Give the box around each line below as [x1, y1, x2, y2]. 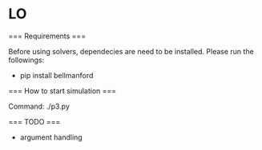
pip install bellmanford [19, 70, 94, 80]
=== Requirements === [8, 31, 87, 41]
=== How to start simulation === [8, 85, 117, 96]
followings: [8, 55, 45, 65]
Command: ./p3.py [8, 101, 71, 111]
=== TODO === [8, 116, 61, 126]
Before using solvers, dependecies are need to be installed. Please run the [8, 46, 254, 56]
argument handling [19, 132, 83, 142]
